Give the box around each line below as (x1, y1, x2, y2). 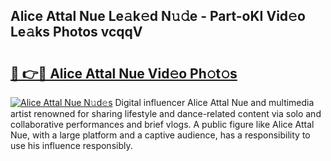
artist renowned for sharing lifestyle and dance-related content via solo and (10, 108, 322, 119)
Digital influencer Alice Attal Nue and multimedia (114, 97, 315, 108)
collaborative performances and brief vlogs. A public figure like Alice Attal (10, 119, 315, 130)
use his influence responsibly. (10, 140, 133, 151)
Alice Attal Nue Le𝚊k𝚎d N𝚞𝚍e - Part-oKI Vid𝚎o (10, 8, 306, 25)
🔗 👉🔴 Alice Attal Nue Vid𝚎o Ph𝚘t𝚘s (10, 65, 238, 82)
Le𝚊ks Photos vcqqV (10, 24, 143, 41)
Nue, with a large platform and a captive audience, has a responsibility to (10, 129, 311, 141)
